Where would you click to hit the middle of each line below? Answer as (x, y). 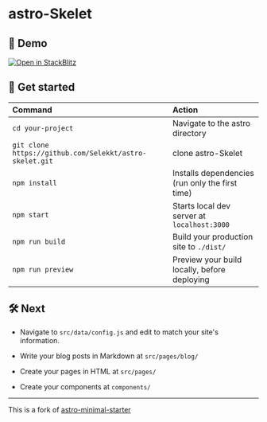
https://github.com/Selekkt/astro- (79, 153)
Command (33, 110)
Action (185, 110)
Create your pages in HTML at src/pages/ (88, 371)
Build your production (213, 236)
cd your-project (43, 128)
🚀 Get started (42, 87)
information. (39, 340)
